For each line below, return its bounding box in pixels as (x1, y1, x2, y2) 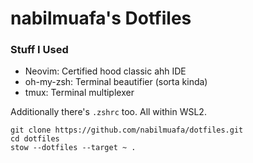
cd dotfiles (10, 134, 60, 144)
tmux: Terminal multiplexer (24, 87, 135, 99)
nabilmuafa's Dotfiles (10, 7, 192, 30)
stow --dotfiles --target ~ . (10, 143, 137, 153)
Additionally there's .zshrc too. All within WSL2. (10, 106, 207, 118)
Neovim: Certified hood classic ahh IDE (24, 65, 187, 77)
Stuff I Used (10, 43, 69, 57)
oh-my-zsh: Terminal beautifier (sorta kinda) (24, 76, 208, 88)
